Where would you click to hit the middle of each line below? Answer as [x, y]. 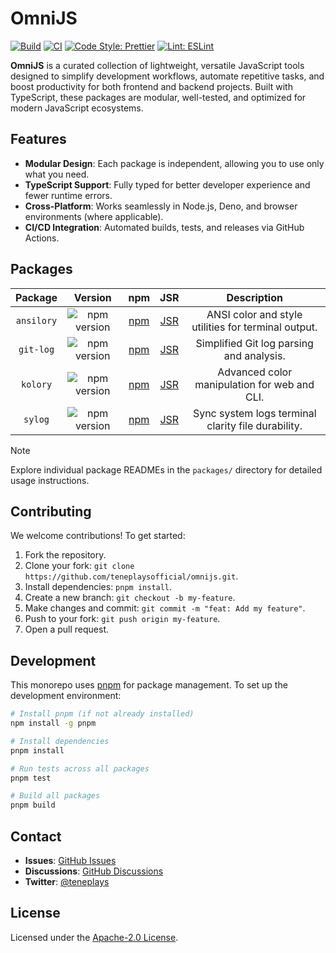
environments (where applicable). [94, 216]
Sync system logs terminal [254, 413]
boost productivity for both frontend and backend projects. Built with [151, 86]
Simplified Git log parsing [254, 343]
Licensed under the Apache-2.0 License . [94, 937]
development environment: [66, 696]
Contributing [51, 511]
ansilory [36, 320]
